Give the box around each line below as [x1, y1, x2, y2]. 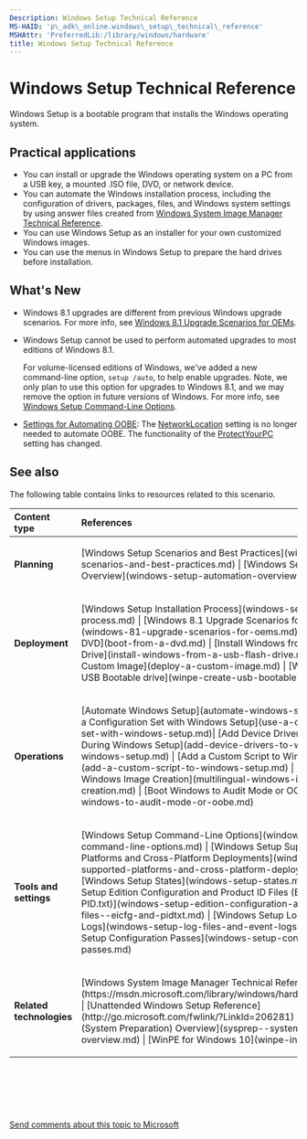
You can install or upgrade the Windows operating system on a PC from [22, 169, 292, 179]
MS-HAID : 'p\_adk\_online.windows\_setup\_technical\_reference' [9, 22, 263, 31]
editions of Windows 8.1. [22, 344, 115, 355]
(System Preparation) [80, 1021, 174, 1034]
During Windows [80, 738, 153, 750]
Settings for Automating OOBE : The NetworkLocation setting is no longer [22, 418, 298, 430]
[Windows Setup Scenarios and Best [80, 546, 238, 559]
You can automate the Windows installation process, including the [22, 188, 271, 199]
